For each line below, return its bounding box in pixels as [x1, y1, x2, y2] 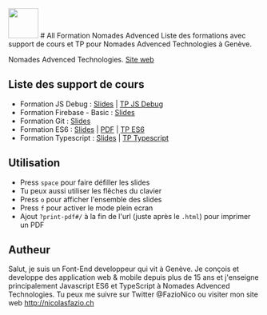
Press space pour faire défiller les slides [19, 177, 150, 187]
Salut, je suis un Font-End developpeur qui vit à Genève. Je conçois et [8, 264, 240, 274]
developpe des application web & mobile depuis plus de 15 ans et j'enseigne [8, 273, 260, 282]
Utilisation [8, 156, 61, 170]
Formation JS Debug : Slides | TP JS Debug [19, 99, 164, 109]
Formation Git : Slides [19, 116, 91, 126]
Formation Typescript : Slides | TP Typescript [19, 133, 169, 142]
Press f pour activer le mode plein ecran [19, 203, 153, 213]
